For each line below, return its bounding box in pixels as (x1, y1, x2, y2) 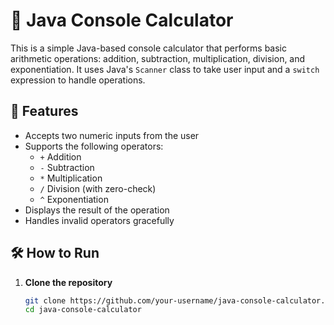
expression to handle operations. (10, 74, 146, 86)
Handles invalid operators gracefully (24, 214, 175, 226)
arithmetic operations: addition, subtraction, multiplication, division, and (10, 52, 306, 64)
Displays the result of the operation (24, 204, 170, 216)
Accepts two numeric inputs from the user (24, 129, 200, 141)
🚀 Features (10, 103, 79, 120)
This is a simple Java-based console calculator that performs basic (10, 42, 287, 54)
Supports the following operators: (24, 140, 164, 152)
